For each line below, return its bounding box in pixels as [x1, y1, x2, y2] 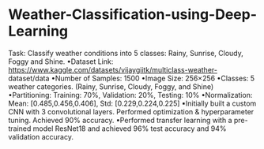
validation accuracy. [8, 132, 74, 141]
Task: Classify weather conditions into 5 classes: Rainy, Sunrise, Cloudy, [8, 48, 243, 58]
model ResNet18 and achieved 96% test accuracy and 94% [32, 124, 227, 133]
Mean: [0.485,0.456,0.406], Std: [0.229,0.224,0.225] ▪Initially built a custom [8, 99, 257, 108]
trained [8, 124, 32, 133]
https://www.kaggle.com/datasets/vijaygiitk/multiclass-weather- [8, 65, 217, 74]
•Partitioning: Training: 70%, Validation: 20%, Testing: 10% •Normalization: [8, 90, 253, 99]
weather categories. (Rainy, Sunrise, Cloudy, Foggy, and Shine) [8, 81, 214, 91]
